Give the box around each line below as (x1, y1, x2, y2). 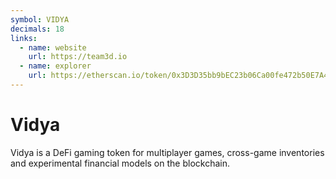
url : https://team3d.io (28, 52, 128, 62)
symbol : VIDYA (10, 14, 70, 25)
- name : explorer (19, 61, 92, 71)
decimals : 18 (10, 24, 65, 34)
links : (10, 33, 38, 43)
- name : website (19, 42, 87, 53)
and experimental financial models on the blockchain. (10, 157, 230, 169)
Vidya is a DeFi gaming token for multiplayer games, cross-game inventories (10, 146, 325, 158)
